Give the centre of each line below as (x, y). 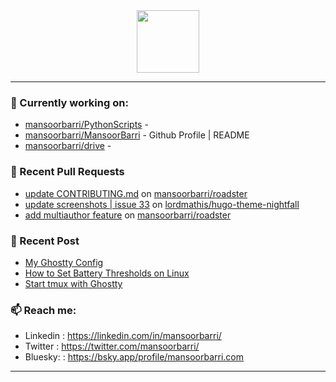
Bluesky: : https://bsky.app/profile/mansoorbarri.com (134, 357)
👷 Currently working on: (69, 102)
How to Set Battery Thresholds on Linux (107, 273)
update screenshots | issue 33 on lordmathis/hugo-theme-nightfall (162, 204)
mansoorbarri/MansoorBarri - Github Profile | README (137, 135)
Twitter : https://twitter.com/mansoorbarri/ (112, 346)
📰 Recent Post (45, 241)
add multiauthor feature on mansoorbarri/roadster (128, 215)
